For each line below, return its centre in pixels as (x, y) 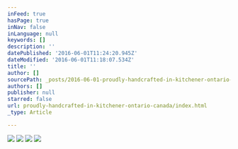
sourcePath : (25, 79)
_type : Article (30, 112)
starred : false (30, 100)
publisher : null (31, 93)
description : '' (31, 47)
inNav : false (27, 27)
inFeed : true (27, 14)
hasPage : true (28, 20)
